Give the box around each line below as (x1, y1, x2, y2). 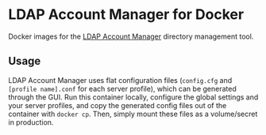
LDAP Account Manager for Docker (8, 6, 245, 24)
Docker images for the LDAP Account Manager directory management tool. (8, 32, 254, 41)
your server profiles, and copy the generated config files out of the (8, 100, 227, 110)
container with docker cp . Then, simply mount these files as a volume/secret (8, 109, 258, 118)
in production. (8, 117, 54, 127)
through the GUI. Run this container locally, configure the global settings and (8, 92, 259, 102)
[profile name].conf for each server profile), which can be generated (8, 84, 237, 93)
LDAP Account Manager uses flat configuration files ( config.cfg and (8, 75, 233, 84)
